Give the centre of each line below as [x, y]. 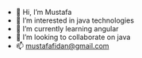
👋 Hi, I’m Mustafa [44, 12]
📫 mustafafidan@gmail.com [62, 46]
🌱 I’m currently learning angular [67, 29]
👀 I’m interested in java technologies [75, 20]
